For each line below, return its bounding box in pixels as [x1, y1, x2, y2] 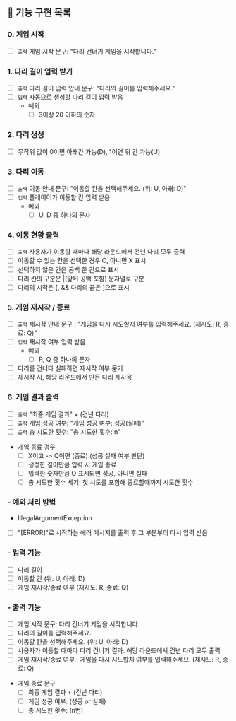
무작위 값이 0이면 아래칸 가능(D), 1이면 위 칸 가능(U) [17, 147, 161, 156]
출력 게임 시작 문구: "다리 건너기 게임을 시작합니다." [17, 47, 156, 55]
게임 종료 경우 [17, 442, 56, 451]
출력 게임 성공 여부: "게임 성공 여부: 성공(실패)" [17, 418, 144, 427]
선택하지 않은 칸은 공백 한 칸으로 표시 [17, 265, 120, 274]
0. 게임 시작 [7, 30, 44, 40]
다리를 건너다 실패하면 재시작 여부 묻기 [17, 364, 123, 373]
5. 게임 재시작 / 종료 [7, 303, 70, 312]
